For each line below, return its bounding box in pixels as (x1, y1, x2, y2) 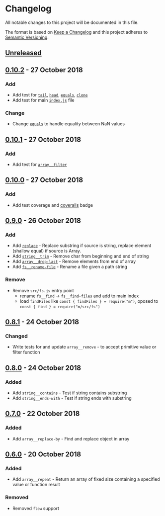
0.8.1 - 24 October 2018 (5, 318, 80, 326)
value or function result (12, 482, 61, 488)
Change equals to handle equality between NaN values (12, 121, 125, 127)
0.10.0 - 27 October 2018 (5, 176, 83, 184)
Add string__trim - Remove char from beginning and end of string (12, 253, 149, 259)
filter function (12, 349, 41, 355)
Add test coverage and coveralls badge (12, 202, 93, 208)
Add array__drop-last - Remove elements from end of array (12, 258, 136, 264)
